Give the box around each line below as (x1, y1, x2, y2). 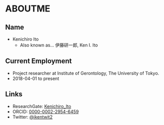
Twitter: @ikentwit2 (12, 113, 53, 120)
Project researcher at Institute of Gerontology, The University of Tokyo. (12, 70, 159, 76)
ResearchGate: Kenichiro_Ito (12, 103, 71, 109)
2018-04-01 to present (12, 75, 59, 81)
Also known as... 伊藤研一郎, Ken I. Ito (20, 42, 98, 48)
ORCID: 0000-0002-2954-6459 (12, 108, 79, 114)
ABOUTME (5, 3, 51, 14)
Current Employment (5, 57, 72, 65)
